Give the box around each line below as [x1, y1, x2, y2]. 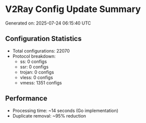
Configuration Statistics [5, 34, 82, 43]
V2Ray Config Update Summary [5, 3, 141, 15]
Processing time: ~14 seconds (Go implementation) [12, 107, 119, 113]
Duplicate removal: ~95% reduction [12, 112, 86, 118]
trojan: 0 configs [20, 69, 54, 75]
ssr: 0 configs [20, 63, 49, 69]
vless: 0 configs [20, 74, 53, 80]
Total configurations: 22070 [12, 47, 70, 53]
